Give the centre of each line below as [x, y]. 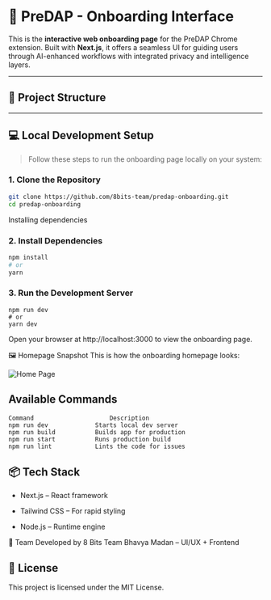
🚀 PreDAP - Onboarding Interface [121, 17]
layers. [19, 65]
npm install [28, 257]
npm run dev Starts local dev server [94, 425]
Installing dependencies [48, 220]
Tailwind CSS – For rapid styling [73, 511]
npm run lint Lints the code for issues [97, 446]
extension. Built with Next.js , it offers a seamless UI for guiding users [123, 47]
